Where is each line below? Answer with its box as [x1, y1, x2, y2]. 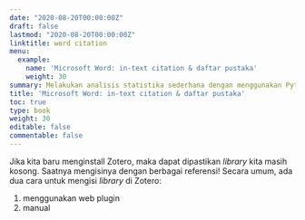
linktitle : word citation [9, 38, 107, 48]
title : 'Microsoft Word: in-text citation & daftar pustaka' [9, 89, 246, 98]
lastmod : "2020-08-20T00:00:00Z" [9, 30, 136, 39]
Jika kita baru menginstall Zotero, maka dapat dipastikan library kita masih [9, 156, 288, 167]
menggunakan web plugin [22, 192, 121, 204]
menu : [9, 47, 30, 56]
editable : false [9, 123, 71, 132]
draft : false [9, 22, 59, 31]
